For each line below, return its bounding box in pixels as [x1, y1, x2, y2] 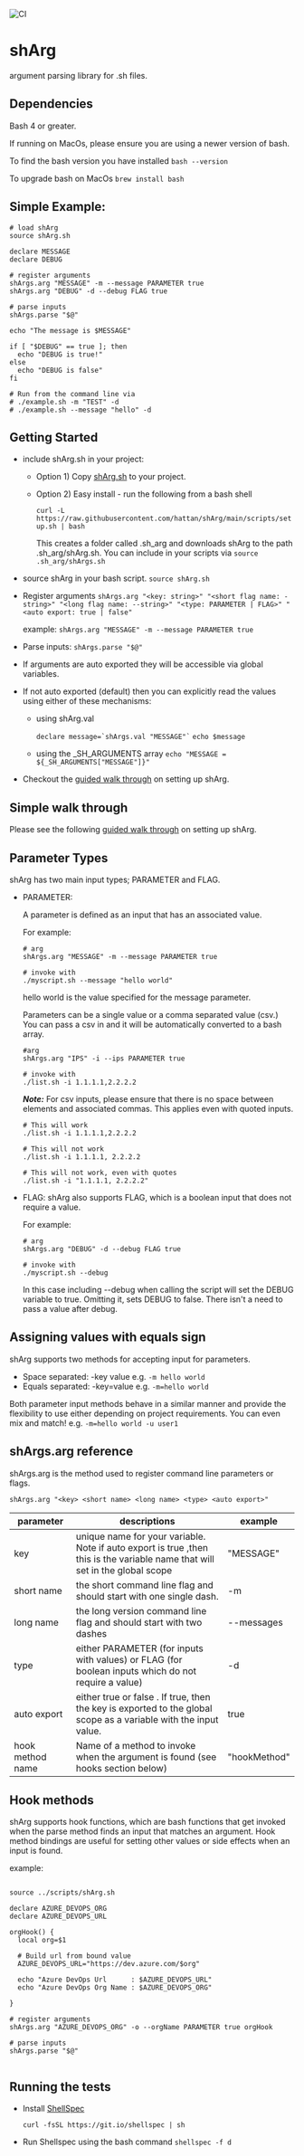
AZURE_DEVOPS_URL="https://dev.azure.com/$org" [17, 1960, 201, 1969]
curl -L [35, 507, 65, 516]
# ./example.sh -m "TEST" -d [9, 397, 119, 406]
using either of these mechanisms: [22, 696, 152, 707]
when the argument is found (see [75, 1751, 217, 1763]
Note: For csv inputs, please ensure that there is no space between [22, 1094, 274, 1104]
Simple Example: [9, 199, 106, 214]
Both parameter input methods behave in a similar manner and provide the [9, 1398, 287, 1409]
